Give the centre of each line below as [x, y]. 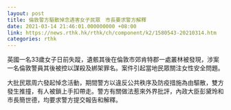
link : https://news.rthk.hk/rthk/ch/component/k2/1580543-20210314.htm [112, 33]
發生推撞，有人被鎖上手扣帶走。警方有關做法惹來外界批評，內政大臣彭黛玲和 [115, 91]
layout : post [26, 13]
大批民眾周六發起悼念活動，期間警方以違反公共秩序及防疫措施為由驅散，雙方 [115, 82]
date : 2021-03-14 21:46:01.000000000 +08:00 [72, 26]
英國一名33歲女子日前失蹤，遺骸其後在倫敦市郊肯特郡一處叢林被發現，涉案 [113, 60]
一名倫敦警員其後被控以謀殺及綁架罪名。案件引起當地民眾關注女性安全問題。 [115, 68]
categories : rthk [32, 39]
